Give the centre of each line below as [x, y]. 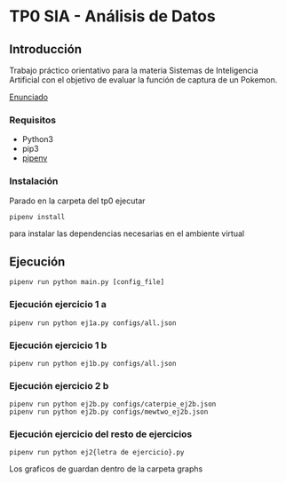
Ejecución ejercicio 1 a [58, 305]
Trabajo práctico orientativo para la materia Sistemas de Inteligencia [134, 70]
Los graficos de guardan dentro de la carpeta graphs [106, 469]
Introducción [46, 49]
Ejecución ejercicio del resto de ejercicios [101, 434]
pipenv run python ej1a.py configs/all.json [93, 323]
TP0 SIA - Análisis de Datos [112, 16]
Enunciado [29, 97]
